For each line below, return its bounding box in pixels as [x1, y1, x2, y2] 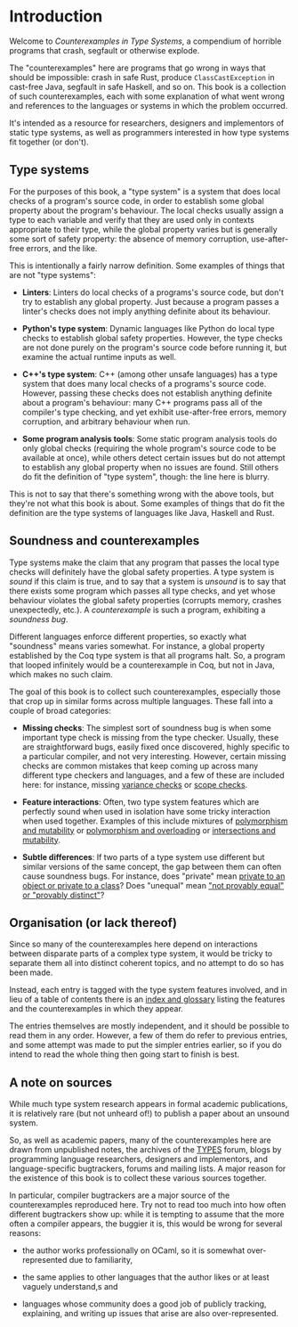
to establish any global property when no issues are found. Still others [21, 462, 279, 472]
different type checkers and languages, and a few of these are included [21, 769, 285, 781]
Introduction [9, 6, 103, 27]
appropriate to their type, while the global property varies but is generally [9, 224, 278, 234]
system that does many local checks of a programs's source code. [21, 378, 267, 389]
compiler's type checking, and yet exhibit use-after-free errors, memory [21, 406, 287, 417]
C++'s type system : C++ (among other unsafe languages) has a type [21, 368, 278, 380]
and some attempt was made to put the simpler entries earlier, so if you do [9, 1040, 282, 1051]
